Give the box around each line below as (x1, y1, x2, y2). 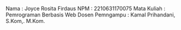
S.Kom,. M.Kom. (5, 18, 46, 24)
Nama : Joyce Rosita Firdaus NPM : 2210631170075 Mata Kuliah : (5, 5, 165, 12)
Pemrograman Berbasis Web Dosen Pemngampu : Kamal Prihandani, (5, 11, 176, 18)
